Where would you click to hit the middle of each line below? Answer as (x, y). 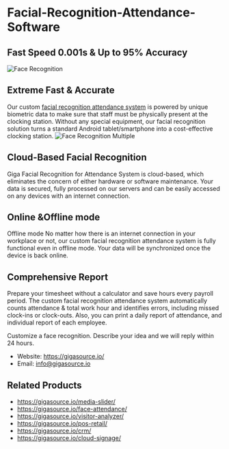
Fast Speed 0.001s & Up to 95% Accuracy (97, 52)
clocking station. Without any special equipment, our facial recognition (106, 121)
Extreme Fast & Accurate (61, 90)
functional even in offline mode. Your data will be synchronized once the (109, 248)
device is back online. (38, 255)
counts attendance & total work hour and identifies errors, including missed (113, 308)
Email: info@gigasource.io (54, 363)
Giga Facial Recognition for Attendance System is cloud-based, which (105, 174)
